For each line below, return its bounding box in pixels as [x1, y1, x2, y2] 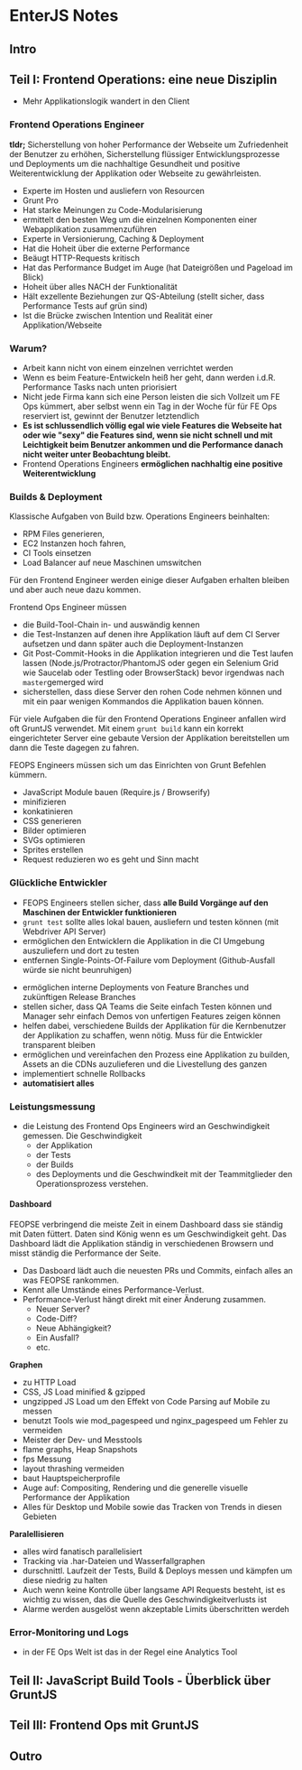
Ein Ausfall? [35, 1332, 79, 1343]
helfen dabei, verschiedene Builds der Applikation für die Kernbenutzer [22, 1020, 287, 1031]
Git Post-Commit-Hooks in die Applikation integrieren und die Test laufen [22, 648, 294, 659]
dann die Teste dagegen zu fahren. [9, 742, 140, 754]
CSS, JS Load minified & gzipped [22, 1386, 146, 1397]
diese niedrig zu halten [22, 1575, 108, 1586]
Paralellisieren [9, 1529, 65, 1540]
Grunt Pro [22, 195, 59, 206]
